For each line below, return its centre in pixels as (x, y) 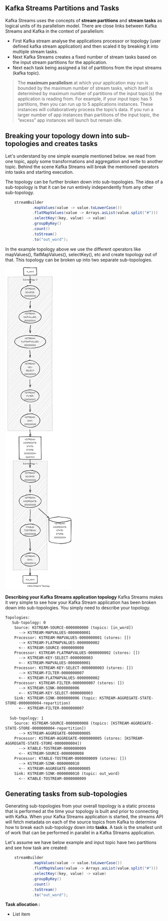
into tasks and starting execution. (40, 172)
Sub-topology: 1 (27, 718)
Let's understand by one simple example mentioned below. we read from (80, 156)
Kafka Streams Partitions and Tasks (62, 8)
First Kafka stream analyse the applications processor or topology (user (87, 41)
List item (21, 914)
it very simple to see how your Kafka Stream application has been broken (81, 602)
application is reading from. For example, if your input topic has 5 (85, 99)
